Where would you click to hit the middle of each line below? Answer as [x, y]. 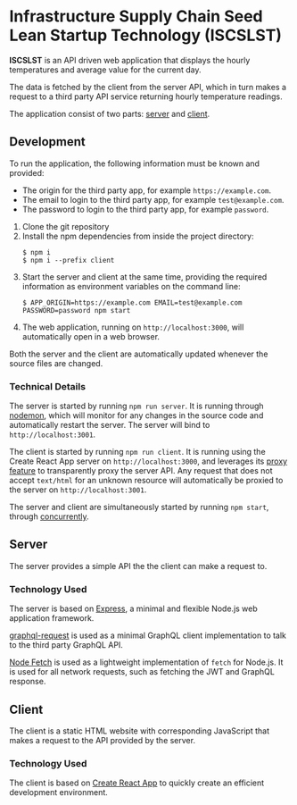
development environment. [59, 792]
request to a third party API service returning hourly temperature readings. [146, 96]
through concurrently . [49, 516]
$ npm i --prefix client [68, 260]
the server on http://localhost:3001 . [78, 490]
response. [28, 682]
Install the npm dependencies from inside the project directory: [138, 236]
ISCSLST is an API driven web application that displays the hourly [130, 60]
